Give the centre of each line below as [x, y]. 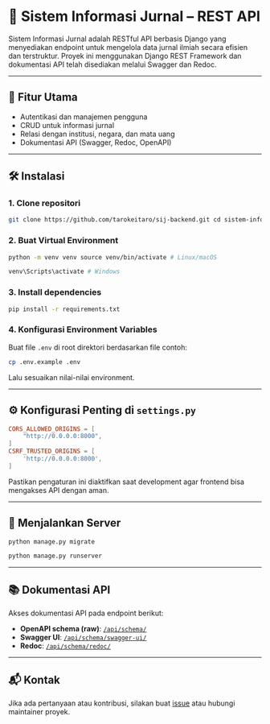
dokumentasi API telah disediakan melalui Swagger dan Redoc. [112, 64]
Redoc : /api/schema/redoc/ [65, 646]
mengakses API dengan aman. [59, 490]
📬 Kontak [34, 680]
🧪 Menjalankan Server [65, 523]
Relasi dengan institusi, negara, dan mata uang [97, 134]
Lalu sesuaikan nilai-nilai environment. [72, 377]
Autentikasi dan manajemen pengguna [84, 117]
